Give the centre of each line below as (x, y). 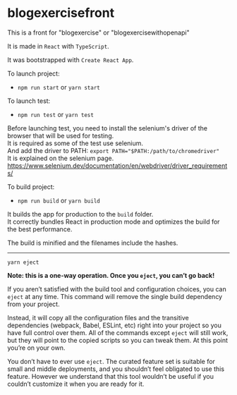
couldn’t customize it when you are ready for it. (76, 384)
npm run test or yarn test (55, 114)
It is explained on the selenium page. (61, 158)
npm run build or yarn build (59, 200)
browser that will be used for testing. (61, 135)
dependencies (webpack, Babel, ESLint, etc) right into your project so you (115, 325)
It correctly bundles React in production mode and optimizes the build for (114, 221)
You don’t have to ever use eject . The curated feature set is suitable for (111, 361)
